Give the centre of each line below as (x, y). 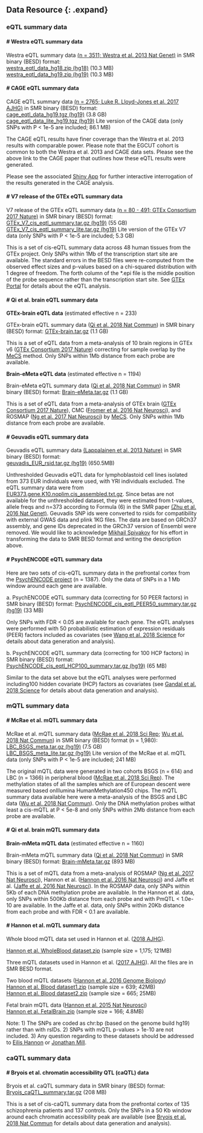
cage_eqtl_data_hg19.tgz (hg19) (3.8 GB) (56, 114)
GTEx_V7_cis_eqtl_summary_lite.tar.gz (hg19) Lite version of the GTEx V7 (96, 229)
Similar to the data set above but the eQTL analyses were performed (91, 677)
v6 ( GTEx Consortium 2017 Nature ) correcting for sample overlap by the (96, 349)
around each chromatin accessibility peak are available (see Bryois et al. (96, 1117)
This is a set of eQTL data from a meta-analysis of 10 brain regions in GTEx (99, 343)
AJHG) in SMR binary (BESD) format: (52, 108)
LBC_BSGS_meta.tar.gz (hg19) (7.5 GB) (54, 746)
